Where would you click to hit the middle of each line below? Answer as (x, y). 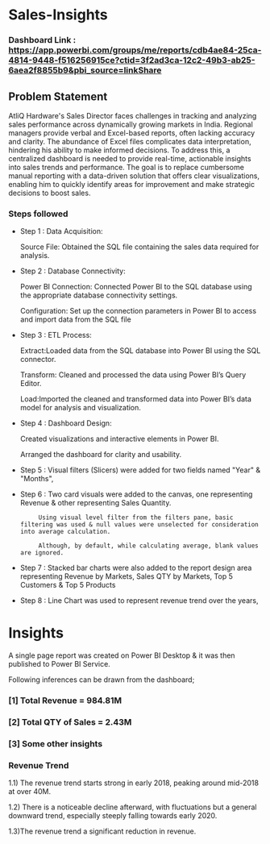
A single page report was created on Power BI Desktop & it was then (122, 655)
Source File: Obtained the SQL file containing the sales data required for (139, 247)
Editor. (31, 384)
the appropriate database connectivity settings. (99, 295)
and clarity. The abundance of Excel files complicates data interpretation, (130, 141)
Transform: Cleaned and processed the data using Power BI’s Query (133, 375)
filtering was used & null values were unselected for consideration (139, 525)
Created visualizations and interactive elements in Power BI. (119, 439)
